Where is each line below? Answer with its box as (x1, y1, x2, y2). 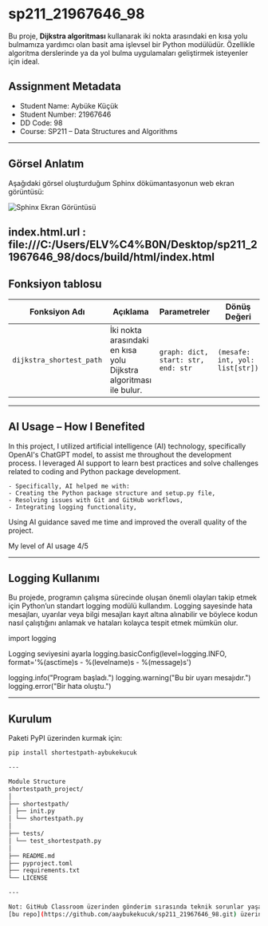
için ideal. (8, 57, 40, 66)
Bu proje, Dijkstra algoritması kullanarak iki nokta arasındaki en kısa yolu (8, 31, 248, 41)
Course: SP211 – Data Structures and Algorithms (19, 126, 178, 136)
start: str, (159, 355, 205, 364)
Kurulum (8, 712, 53, 726)
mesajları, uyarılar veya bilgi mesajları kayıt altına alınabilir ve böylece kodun (8, 610, 258, 619)
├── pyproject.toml (8, 859, 73, 867)
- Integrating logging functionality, (8, 503, 137, 511)
